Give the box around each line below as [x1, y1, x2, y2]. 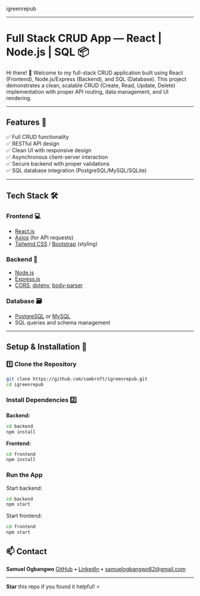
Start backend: [6, 484, 43, 492]
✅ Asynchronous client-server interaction [6, 153, 108, 160]
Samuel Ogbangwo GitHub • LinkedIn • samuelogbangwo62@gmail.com [6, 565, 186, 572]
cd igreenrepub [6, 381, 44, 387]
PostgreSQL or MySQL [14, 313, 71, 320]
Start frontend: [6, 512, 42, 520]
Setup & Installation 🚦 [6, 342, 87, 352]
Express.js [14, 275, 40, 282]
